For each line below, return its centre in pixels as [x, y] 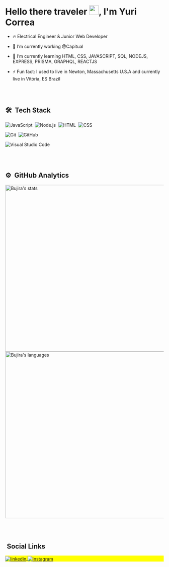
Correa [20, 22]
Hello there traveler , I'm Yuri [71, 12]
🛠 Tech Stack [28, 110]
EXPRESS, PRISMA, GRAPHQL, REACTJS [55, 61]
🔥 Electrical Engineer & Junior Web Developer [60, 36]
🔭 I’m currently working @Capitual [48, 46]
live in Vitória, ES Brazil [36, 78]
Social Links [26, 546]
